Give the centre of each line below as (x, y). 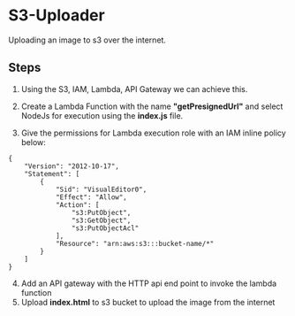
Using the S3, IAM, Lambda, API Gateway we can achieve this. (134, 89)
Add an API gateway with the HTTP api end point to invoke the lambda (149, 283)
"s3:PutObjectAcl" (105, 228)
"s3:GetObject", (101, 220)
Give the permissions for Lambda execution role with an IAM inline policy (153, 133)
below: (33, 142)
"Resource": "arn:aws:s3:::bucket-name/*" (135, 243)
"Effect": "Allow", (91, 197)
